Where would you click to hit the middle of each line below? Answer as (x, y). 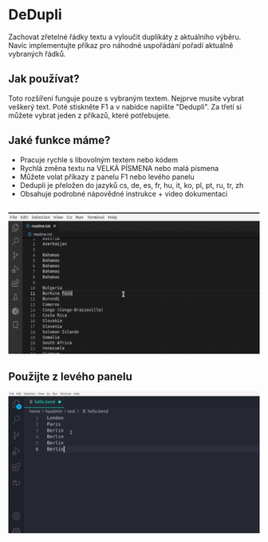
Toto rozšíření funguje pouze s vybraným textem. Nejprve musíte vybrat (126, 98)
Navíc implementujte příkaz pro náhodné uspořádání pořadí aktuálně (121, 45)
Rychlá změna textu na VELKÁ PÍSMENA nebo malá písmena (119, 168)
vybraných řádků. (37, 54)
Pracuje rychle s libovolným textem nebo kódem (99, 159)
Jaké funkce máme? (59, 140)
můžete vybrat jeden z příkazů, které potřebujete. (90, 115)
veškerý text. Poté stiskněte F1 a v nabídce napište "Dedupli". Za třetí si (125, 106)
